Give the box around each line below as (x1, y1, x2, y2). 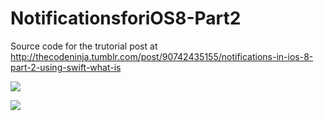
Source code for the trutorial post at (10, 40, 158, 52)
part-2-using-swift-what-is (10, 61, 122, 73)
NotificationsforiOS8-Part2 (10, 7, 242, 30)
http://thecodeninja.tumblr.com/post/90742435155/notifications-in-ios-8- (10, 50, 314, 62)
